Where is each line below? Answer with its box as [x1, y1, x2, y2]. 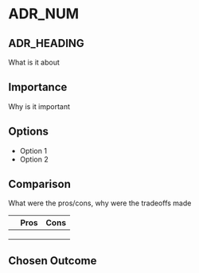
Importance [8, 80, 68, 94]
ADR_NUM [8, 5, 80, 23]
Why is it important [8, 101, 70, 111]
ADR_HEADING [8, 37, 85, 50]
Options [8, 125, 49, 138]
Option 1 [19, 146, 48, 155]
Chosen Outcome [8, 254, 97, 267]
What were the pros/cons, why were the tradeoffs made [8, 198, 192, 208]
